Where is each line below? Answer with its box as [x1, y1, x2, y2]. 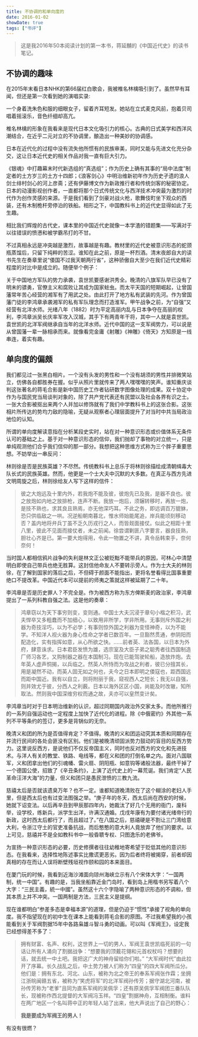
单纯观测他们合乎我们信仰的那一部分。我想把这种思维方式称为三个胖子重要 [6, 442, 187, 449]
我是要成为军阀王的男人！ [20, 1012, 83, 1019]
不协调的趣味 [6, 69, 53, 79]
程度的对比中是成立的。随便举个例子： [6, 264, 99, 271]
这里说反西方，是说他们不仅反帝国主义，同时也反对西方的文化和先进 [16, 745, 181, 752]
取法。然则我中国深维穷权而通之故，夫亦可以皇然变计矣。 [20, 690, 160, 697]
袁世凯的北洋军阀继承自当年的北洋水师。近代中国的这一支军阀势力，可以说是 [6, 321, 192, 328]
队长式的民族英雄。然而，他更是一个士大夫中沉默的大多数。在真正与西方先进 [6, 470, 192, 477]
